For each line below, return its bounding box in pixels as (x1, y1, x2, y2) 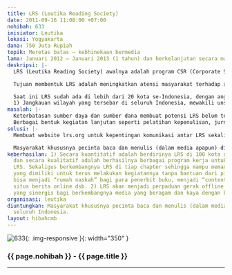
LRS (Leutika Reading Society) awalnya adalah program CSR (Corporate (13, 68, 221, 75)
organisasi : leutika (7, 195, 67, 203)
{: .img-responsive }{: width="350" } (25, 234, 129, 242)
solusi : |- (7, 125, 39, 132)
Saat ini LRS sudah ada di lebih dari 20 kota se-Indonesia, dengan (13, 93, 215, 100)
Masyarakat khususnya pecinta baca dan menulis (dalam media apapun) (13, 144, 217, 151)
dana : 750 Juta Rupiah (7, 42, 72, 49)
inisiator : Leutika (7, 29, 64, 37)
